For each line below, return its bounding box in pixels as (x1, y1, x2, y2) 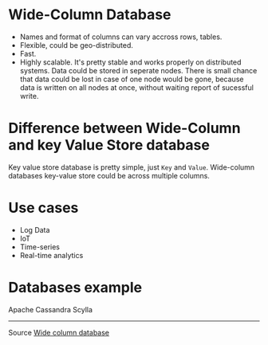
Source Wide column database (8, 327, 110, 337)
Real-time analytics (19, 250, 84, 260)
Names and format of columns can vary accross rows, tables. (19, 32, 223, 41)
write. (19, 91, 39, 100)
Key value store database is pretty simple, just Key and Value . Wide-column (8, 162, 255, 172)
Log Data (19, 225, 50, 234)
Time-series (19, 241, 60, 252)
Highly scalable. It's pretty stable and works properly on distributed (19, 57, 242, 67)
